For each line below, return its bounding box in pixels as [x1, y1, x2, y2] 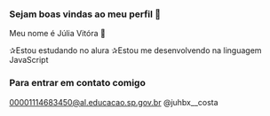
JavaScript [9, 55, 49, 66]
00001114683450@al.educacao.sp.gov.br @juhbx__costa [9, 97, 219, 107]
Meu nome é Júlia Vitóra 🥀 [9, 28, 107, 39]
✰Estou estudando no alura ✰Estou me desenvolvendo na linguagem [9, 45, 262, 56]
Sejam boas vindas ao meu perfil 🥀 [9, 8, 162, 20]
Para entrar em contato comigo [9, 77, 147, 89]
